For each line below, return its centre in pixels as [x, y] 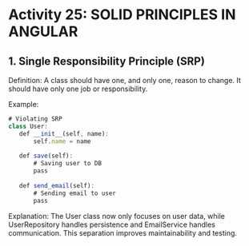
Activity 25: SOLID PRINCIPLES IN [122, 15]
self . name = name [62, 141]
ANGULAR [43, 32]
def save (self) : [46, 156]
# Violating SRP [35, 119]
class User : [28, 126]
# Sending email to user [74, 193]
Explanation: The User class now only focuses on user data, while [117, 216]
